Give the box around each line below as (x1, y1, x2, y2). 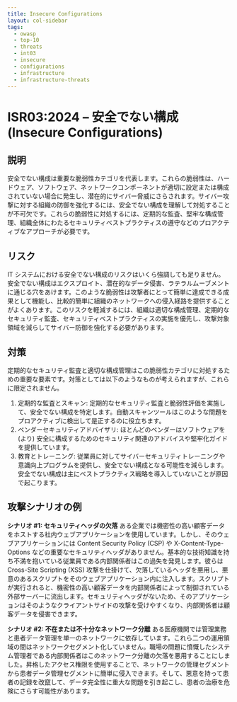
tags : (7, 23, 23, 30)
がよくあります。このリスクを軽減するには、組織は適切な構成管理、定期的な (7, 306, 230, 314)
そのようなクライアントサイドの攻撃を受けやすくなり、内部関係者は (25, 601, 224, 609)
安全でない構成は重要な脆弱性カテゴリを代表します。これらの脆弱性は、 (7, 174, 218, 183)
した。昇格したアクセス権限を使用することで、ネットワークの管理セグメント (7, 660, 230, 669)
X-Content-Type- (173, 539, 224, 547)
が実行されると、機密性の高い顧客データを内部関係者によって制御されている (7, 583, 230, 592)
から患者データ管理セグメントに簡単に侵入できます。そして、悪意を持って (7, 669, 223, 677)
